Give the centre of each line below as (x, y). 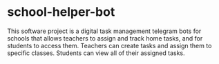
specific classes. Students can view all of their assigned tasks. (96, 53)
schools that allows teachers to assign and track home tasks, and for (105, 38)
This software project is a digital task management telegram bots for (104, 31)
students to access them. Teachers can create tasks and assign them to (109, 45)
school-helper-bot (61, 12)
